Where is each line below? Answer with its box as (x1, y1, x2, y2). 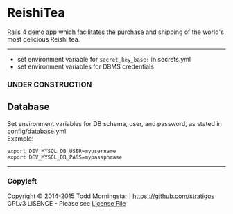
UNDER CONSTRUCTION (7, 80, 92, 89)
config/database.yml (7, 127, 67, 135)
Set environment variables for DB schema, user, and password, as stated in (7, 119, 222, 127)
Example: (7, 134, 34, 143)
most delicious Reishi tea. (7, 35, 80, 43)
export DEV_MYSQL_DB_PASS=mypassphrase (7, 154, 123, 161)
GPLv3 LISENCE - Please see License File (7, 199, 126, 207)
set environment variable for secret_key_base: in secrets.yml (17, 55, 191, 63)
